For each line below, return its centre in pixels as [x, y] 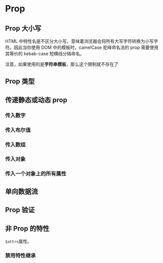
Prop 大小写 [23, 28]
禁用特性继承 [21, 256]
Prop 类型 [20, 81]
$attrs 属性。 [18, 241]
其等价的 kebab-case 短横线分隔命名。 [45, 54]
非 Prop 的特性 [27, 228]
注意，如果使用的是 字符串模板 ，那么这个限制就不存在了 [62, 64]
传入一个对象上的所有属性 [36, 174]
